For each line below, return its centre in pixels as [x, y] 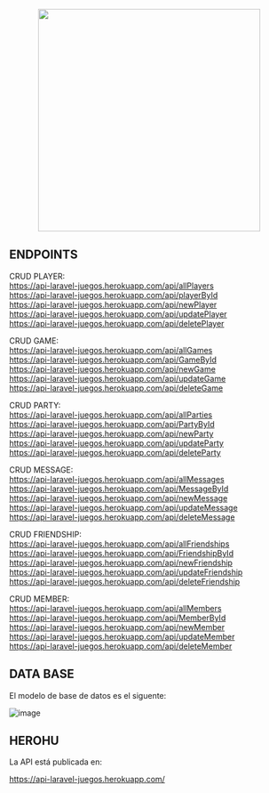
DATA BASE [42, 674]
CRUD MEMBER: [40, 599]
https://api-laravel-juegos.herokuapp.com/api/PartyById [112, 424]
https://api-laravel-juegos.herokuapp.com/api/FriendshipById [121, 553]
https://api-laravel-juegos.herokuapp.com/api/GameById [113, 360]
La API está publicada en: [56, 762]
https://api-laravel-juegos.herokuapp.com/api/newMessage [119, 498]
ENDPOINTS [44, 255]
